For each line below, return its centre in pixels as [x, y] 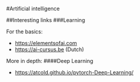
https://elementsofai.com [46, 43]
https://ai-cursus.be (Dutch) [49, 49]
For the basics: [25, 31]
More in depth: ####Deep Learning [50, 61]
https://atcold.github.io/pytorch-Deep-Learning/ [74, 72]
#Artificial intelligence [33, 9]
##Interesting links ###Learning [46, 20]
